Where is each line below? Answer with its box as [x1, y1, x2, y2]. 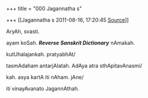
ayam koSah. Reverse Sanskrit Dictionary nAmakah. [6, 40, 136, 46]
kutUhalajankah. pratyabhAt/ [6, 51, 75, 58]
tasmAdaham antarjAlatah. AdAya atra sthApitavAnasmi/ [6, 62, 143, 69]
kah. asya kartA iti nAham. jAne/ [6, 74, 84, 80]
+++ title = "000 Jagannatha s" [6, 5, 83, 12]
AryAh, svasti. [6, 28, 40, 35]
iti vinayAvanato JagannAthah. [6, 85, 80, 92]
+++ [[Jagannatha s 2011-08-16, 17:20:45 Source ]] [6, 17, 129, 23]
